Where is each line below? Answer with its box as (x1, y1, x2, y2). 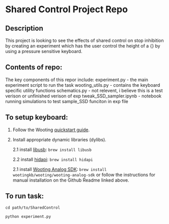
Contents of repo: (5, 63, 63, 72)
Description (5, 24, 43, 33)
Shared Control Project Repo (5, 4, 128, 15)
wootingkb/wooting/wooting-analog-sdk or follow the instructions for (12, 171, 156, 178)
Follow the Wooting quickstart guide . (12, 127, 90, 133)
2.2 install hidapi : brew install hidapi (12, 156, 93, 162)
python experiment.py (5, 214, 51, 219)
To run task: (5, 192, 44, 201)
